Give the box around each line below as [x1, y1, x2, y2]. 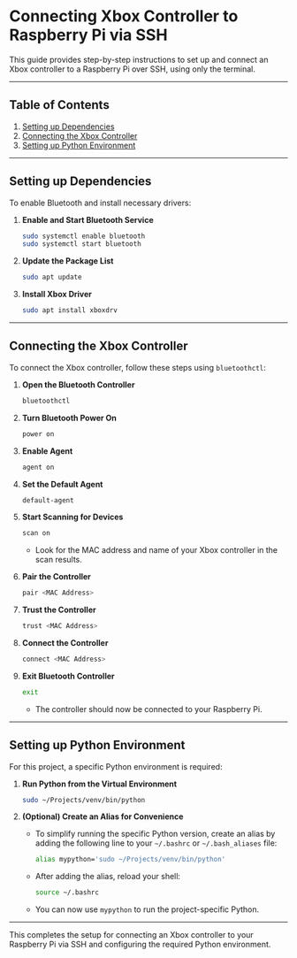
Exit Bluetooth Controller [21, 671, 115, 681]
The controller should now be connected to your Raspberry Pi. [34, 703, 263, 714]
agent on [21, 463, 55, 471]
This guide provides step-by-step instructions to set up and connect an [9, 54, 269, 65]
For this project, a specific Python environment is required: [9, 761, 223, 771]
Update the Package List [21, 256, 114, 266]
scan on [21, 529, 50, 538]
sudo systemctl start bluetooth [21, 240, 141, 249]
